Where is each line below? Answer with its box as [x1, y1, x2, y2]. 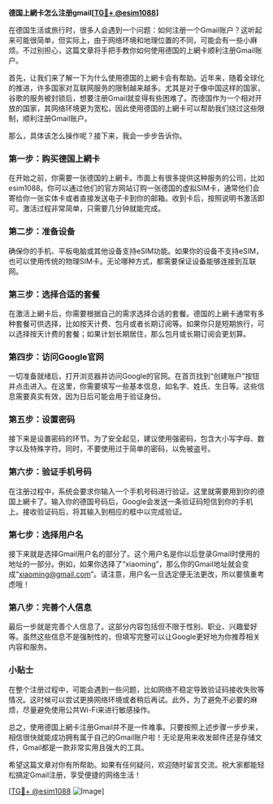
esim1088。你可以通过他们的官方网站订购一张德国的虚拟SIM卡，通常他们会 [8, 183, 260, 193]
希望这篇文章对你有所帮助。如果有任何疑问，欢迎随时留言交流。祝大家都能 [8, 759, 258, 769]
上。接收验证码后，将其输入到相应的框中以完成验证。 [8, 506, 187, 516]
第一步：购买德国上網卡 [8, 153, 100, 164]
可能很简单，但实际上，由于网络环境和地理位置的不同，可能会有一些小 [15, 36, 250, 45]
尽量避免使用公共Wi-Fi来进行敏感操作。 [22, 705, 155, 715]
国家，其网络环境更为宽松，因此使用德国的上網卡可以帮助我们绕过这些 [22, 103, 258, 113]
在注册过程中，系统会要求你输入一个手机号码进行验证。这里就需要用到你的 [8, 486, 258, 496]
